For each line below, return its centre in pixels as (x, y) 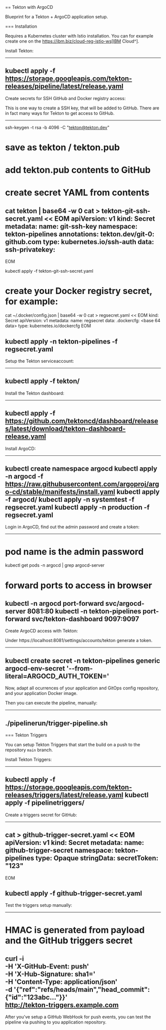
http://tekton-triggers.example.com (62, 1005)
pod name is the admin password (75, 552)
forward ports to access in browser (79, 585)
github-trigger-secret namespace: (59, 851)
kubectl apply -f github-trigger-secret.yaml (74, 893)
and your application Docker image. (41, 693)
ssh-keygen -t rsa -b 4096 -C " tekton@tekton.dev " (57, 127)
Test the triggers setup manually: (39, 905)
